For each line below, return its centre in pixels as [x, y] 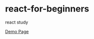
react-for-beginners [47, 9]
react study [17, 22]
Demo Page [17, 31]
